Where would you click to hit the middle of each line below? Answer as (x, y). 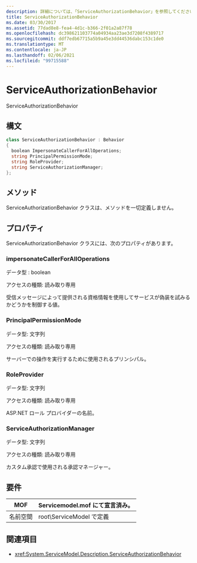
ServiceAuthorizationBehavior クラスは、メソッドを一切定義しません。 (91, 208)
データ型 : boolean (28, 272)
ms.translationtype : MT (35, 45)
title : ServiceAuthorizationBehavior (52, 17)
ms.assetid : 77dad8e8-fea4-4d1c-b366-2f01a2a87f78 (69, 28)
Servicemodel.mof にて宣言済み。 (86, 505)
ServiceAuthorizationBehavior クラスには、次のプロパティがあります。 (91, 243)
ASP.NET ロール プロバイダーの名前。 (52, 413)
